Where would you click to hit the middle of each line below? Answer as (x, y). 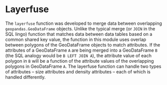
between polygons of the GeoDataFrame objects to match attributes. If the (83, 45)
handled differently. (26, 77)
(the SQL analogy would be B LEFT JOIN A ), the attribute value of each (78, 55)
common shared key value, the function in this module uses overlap (76, 39)
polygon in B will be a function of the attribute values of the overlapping (80, 61)
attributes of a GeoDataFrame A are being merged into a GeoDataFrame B (81, 50)
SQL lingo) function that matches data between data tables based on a (79, 34)
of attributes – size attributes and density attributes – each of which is (78, 71)
